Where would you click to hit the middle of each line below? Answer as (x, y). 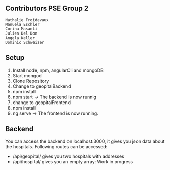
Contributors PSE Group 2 (47, 8)
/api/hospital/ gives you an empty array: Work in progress (73, 162)
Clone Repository (31, 81)
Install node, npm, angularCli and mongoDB (58, 70)
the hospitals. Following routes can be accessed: (56, 147)
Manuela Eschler (22, 24)
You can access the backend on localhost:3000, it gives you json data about (85, 141)
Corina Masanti (21, 29)
